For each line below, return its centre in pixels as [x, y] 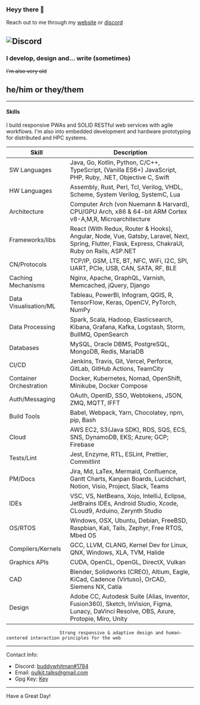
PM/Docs [22, 479]
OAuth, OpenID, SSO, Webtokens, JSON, [126, 395]
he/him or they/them [45, 90]
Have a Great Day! [29, 696]
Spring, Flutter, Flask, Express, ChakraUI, [127, 244]
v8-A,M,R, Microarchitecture [110, 219]
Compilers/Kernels [35, 549]
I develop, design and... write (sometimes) [68, 58]
